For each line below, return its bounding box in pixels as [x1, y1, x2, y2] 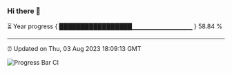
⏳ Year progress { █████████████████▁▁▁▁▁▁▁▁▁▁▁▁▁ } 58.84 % [7, 22, 223, 30]
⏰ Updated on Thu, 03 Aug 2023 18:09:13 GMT [7, 45, 142, 53]
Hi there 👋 [7, 6, 41, 16]
